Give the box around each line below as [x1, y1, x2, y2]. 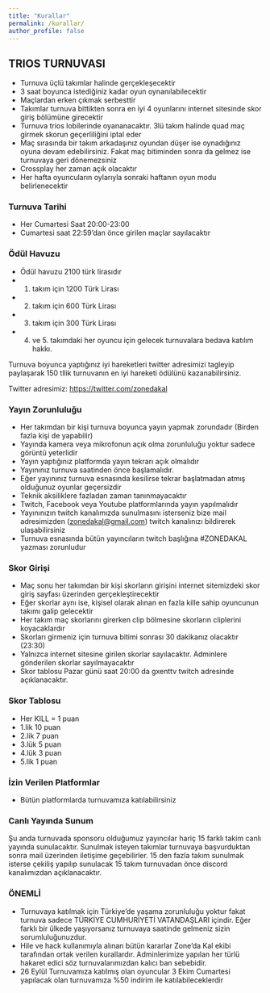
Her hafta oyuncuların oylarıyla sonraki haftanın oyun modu [19, 173, 217, 182]
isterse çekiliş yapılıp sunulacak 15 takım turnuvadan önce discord [8, 859, 228, 869]
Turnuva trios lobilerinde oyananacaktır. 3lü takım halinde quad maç [19, 121, 246, 131]
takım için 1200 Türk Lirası [31, 283, 119, 293]
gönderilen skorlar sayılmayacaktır [19, 658, 135, 668]
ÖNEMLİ [8, 888, 42, 899]
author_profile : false [8, 27, 85, 35]
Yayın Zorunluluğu [8, 404, 82, 415]
